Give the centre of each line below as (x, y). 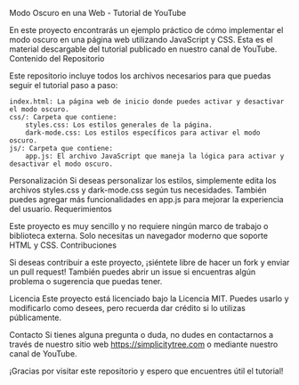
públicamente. (36, 317)
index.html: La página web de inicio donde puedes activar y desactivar (147, 102)
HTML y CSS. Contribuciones (63, 245)
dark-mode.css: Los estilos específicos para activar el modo (143, 133)
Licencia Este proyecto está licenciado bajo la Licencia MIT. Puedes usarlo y (149, 299)
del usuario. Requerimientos (61, 209)
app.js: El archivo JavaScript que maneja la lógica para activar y (155, 156)
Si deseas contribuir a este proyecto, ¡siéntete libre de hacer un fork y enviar (149, 262)
